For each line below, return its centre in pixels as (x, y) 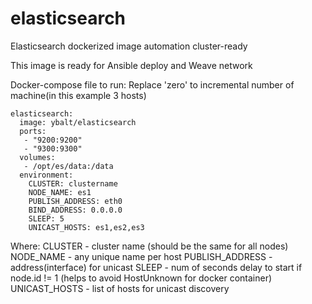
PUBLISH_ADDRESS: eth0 (75, 201)
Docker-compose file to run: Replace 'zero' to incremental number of (152, 84)
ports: (33, 131)
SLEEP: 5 (46, 218)
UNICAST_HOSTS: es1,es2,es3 (86, 227)
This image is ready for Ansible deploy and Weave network (131, 65)
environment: (46, 175)
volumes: (37, 157)
